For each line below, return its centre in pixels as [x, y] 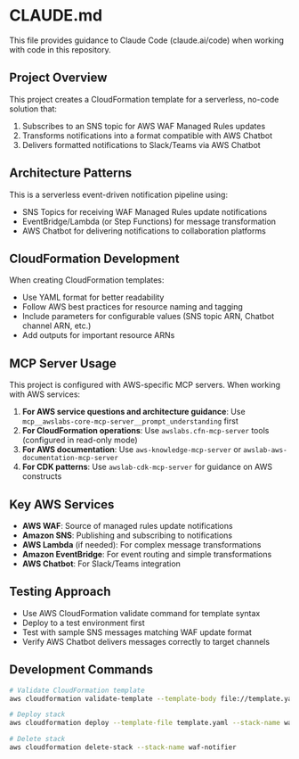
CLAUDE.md [56, 16]
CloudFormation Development [94, 258]
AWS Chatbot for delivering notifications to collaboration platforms [144, 231]
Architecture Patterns [71, 173]
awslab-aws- [265, 450]
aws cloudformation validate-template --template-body [113, 698]
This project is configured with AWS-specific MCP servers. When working [145, 385]
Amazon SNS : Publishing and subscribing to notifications [127, 535]
